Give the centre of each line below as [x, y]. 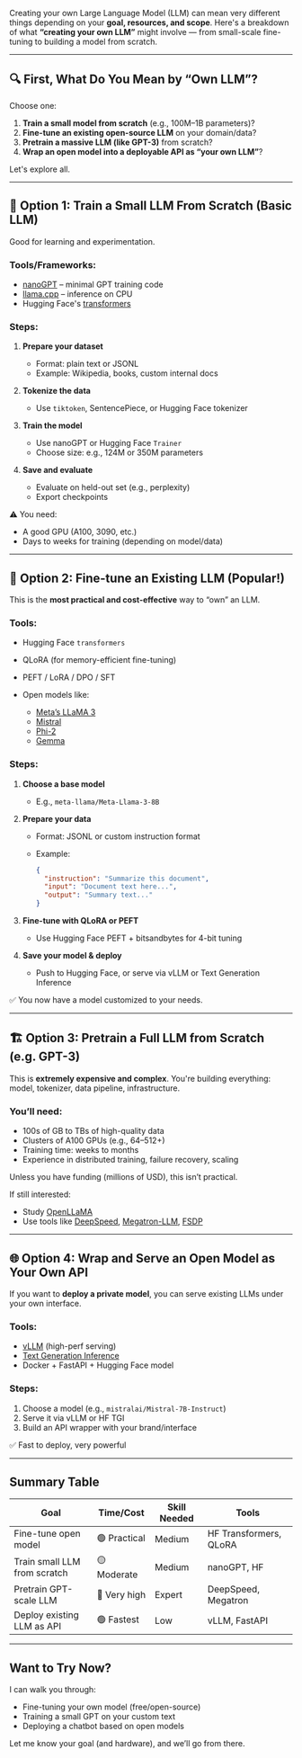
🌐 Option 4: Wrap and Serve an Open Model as [142, 1258]
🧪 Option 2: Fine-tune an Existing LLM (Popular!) [147, 578]
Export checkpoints [72, 497]
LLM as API [38, 1627]
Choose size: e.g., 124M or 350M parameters [120, 452]
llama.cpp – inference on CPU [77, 294]
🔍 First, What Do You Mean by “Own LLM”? [133, 80]
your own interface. [46, 1303]
